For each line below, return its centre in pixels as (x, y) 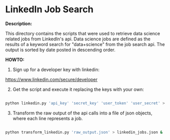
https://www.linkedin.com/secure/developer (51, 79)
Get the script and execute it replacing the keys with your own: (78, 89)
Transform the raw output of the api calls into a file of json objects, (82, 113)
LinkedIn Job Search (49, 9)
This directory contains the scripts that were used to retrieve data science (83, 33)
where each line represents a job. (48, 118)
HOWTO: (15, 59)
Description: (19, 24)
